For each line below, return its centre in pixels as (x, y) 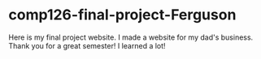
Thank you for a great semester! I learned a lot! (87, 45)
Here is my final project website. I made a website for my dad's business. (131, 37)
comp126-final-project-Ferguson (122, 15)
